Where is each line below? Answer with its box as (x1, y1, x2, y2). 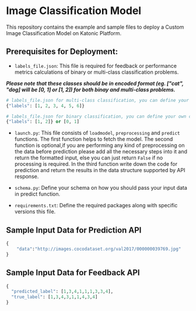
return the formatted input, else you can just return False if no (14, 154, 163, 162)
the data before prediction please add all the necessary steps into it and (14, 148, 188, 155)
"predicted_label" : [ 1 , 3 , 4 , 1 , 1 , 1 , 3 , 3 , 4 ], (11, 289, 114, 295)
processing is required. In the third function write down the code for (14, 160, 178, 168)
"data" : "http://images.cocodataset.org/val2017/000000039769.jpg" (16, 246, 181, 252)
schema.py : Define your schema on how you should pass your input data (14, 184, 188, 192)
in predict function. (14, 190, 61, 197)
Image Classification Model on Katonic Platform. (6, 29, 122, 36)
